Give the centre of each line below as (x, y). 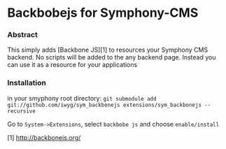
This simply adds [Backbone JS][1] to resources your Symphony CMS (108, 50)
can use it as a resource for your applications (72, 65)
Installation (27, 83)
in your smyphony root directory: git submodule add (82, 98)
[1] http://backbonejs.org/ (44, 137)
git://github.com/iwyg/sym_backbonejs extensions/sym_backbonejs (104, 105)
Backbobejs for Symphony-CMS (103, 13)
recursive (22, 111)
